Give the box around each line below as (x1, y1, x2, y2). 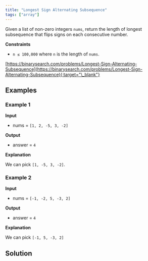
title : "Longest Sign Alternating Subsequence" (5, 7, 108, 13)
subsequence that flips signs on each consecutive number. (5, 31, 128, 37)
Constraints (5, 41, 31, 47)
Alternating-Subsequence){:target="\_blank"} (5, 71, 100, 77)
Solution (5, 249, 32, 257)
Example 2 (5, 174, 32, 181)
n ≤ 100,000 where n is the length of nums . (12, 51, 100, 57)
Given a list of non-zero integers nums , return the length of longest (5, 26, 142, 32)
